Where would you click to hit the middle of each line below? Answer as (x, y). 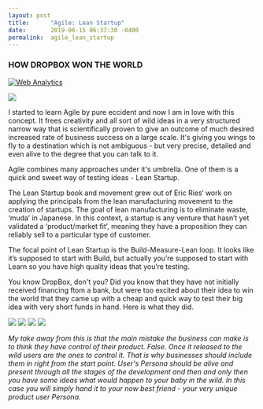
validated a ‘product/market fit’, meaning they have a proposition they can (128, 226)
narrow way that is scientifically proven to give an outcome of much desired (131, 129)
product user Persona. (44, 396)
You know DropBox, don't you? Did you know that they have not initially (124, 282)
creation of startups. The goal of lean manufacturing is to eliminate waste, (128, 209)
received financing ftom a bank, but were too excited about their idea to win (131, 290)
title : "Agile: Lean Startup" (67, 23)
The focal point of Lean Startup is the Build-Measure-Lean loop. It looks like (131, 249)
